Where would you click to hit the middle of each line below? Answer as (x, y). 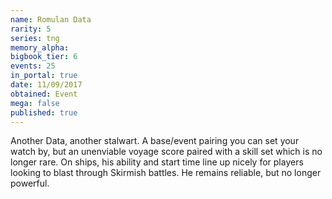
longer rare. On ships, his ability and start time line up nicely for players (157, 162)
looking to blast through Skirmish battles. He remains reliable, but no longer (166, 173)
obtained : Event (44, 94)
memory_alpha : (40, 47)
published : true (44, 112)
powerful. (30, 183)
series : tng (35, 38)
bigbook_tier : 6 (44, 57)
